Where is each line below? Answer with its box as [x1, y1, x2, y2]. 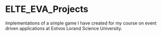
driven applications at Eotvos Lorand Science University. [5, 25, 122, 31]
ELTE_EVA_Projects [5, 3, 89, 15]
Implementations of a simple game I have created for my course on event [5, 20, 157, 26]
